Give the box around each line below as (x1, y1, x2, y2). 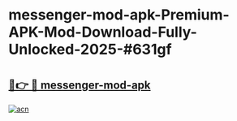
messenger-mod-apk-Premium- (8, 6, 230, 24)
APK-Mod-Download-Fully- (8, 23, 197, 41)
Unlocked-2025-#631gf (8, 41, 172, 58)
